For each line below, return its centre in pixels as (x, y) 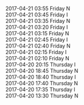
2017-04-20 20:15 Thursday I (41, 65)
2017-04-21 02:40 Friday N (38, 46)
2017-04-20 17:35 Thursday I (40, 89)
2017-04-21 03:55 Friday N (38, 9)
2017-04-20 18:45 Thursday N (42, 71)
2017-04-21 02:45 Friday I (37, 40)
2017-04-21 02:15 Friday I (36, 52)
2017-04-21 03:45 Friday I (37, 15)
